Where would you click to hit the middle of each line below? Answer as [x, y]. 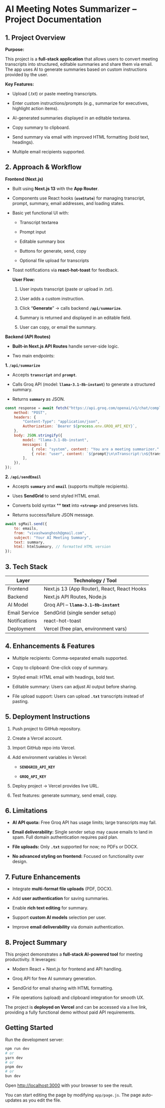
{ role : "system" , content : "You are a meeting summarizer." [95, 449]
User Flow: [24, 279]
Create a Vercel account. [37, 738]
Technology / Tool [95, 580]
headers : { [25, 417]
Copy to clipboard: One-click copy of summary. [60, 668]
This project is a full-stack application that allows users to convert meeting [82, 59]
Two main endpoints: [33, 355]
